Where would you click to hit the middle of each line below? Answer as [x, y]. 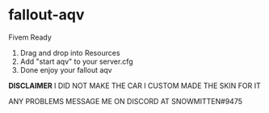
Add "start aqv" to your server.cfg [76, 61]
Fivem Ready [30, 37]
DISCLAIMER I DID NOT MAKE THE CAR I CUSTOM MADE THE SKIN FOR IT [134, 86]
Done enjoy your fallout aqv [66, 69]
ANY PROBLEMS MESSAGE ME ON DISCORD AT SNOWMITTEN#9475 [125, 101]
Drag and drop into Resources [70, 52]
